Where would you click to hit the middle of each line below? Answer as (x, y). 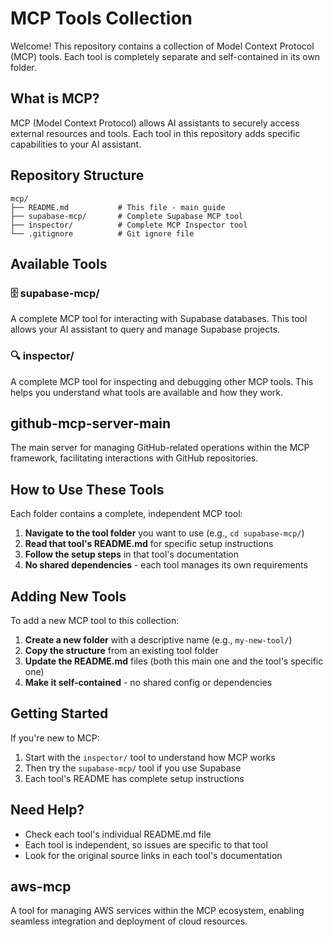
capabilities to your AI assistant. (76, 144)
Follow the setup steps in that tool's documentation (131, 554)
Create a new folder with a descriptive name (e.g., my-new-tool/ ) (158, 639)
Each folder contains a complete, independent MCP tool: (126, 514)
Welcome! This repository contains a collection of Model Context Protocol (162, 46)
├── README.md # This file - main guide (118, 207)
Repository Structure (77, 175)
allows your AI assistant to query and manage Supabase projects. (145, 329)
